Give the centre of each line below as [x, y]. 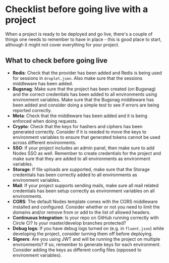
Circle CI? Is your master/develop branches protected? [69, 223]
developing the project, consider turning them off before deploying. [82, 234]
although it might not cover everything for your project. [62, 44]
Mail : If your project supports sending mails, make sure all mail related [86, 185]
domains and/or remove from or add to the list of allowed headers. [81, 212]
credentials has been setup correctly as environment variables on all [83, 191]
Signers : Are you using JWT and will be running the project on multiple [86, 239]
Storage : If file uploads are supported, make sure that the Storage [81, 169]
